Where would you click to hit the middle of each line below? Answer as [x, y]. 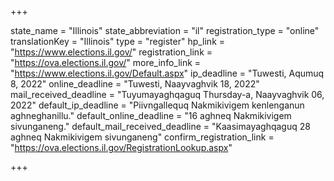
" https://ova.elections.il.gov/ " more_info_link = [106, 62]
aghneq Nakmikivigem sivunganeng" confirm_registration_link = [142, 137]
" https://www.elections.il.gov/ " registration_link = [111, 52]
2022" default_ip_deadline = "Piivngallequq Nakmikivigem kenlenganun [157, 105]
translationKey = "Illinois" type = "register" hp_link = [118, 41]
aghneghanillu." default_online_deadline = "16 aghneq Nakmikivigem [151, 115]
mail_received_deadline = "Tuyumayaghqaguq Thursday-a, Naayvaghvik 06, [167, 94]
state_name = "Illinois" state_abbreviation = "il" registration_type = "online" [165, 30]
